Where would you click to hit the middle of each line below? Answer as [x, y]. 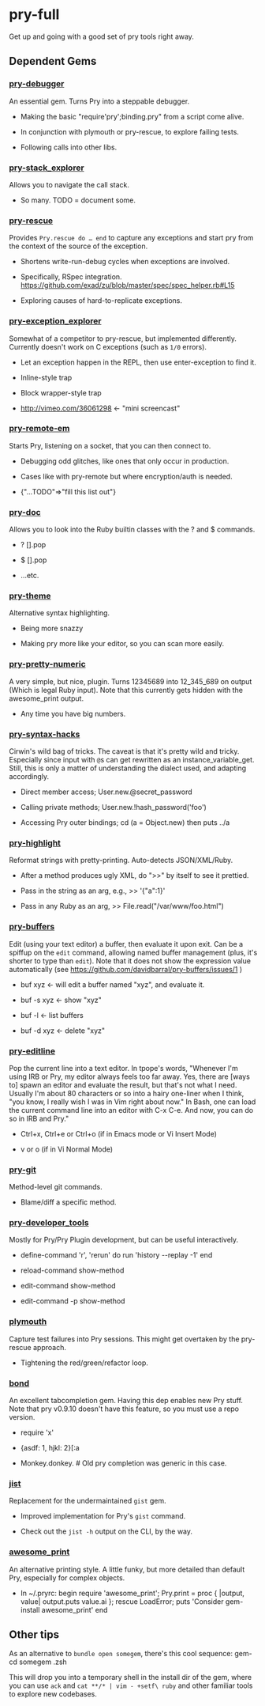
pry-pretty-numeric [47, 664]
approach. [49, 1347]
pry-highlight [35, 842]
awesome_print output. [47, 698]
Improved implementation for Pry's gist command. [103, 1516]
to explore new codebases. [53, 1694]
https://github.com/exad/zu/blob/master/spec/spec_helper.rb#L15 [127, 286]
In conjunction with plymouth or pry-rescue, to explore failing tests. [130, 131]
